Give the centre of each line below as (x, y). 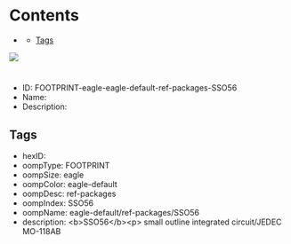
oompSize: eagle (53, 175)
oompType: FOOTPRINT (66, 165)
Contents (44, 16)
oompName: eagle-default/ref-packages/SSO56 (111, 212)
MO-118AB (41, 231)
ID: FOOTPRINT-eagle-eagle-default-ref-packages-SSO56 (129, 88)
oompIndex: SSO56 (58, 203)
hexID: (34, 155)
